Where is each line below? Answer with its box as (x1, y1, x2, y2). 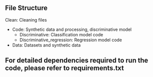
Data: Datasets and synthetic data (12, 42, 81, 48)
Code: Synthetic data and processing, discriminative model (12, 26, 132, 32)
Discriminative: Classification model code (19, 31, 103, 37)
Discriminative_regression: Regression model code (19, 37, 122, 43)
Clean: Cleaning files (5, 17, 47, 23)
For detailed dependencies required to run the (5, 56, 149, 65)
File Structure (5, 4, 48, 12)
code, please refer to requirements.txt (5, 64, 124, 73)
